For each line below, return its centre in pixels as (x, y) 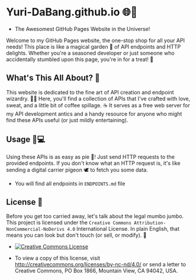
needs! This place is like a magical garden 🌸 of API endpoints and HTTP (94, 46)
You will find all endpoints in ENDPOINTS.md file (70, 183)
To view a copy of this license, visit (57, 258)
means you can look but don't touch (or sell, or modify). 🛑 (76, 235)
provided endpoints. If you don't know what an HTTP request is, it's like (93, 163)
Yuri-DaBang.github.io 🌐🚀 (72, 12)
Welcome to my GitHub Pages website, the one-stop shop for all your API (96, 40)
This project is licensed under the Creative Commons (69, 222)
